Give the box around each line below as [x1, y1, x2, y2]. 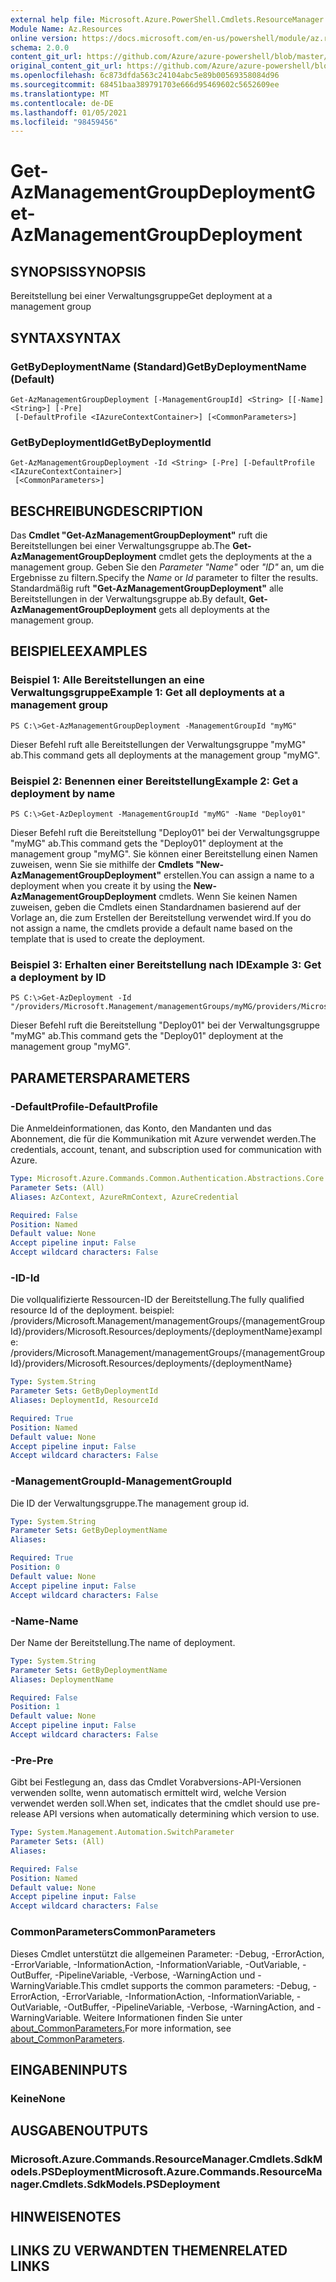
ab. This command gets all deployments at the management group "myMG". [10, 749, 321, 761]
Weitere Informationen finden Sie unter [83, 2011, 243, 2023]
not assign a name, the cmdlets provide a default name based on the [10, 922, 293, 935]
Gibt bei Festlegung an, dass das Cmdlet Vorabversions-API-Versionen [10, 1776, 302, 1788]
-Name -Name [10, 1614, 79, 1628]
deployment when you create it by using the [10, 880, 192, 892]
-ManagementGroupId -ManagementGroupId [10, 1474, 232, 1488]
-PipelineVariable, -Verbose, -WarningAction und [54, 1969, 256, 1981]
